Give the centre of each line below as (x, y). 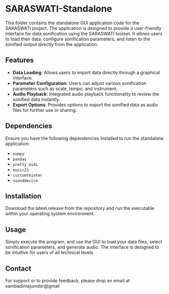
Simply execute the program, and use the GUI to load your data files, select (84, 242)
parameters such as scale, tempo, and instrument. (65, 89)
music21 (21, 170)
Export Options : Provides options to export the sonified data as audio (85, 105)
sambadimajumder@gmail (32, 286)
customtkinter (27, 175)
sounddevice (25, 181)
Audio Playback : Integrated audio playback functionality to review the (86, 94)
